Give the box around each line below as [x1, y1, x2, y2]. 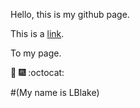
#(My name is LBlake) [10, 87, 100, 98]
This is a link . [10, 28, 65, 39]
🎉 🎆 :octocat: [10, 67, 65, 78]
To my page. [10, 47, 62, 59]
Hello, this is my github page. [10, 9, 130, 20]
